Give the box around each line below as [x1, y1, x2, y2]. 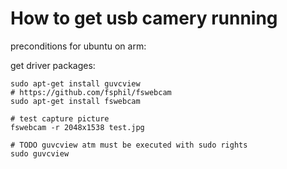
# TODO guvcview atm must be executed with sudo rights [10, 140, 248, 150]
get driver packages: [10, 59, 96, 71]
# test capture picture [10, 113, 110, 124]
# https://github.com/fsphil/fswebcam [10, 87, 172, 97]
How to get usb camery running [10, 7, 278, 30]
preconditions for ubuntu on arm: [10, 40, 147, 52]
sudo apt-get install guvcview [10, 78, 141, 89]
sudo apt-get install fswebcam [10, 96, 141, 106]
